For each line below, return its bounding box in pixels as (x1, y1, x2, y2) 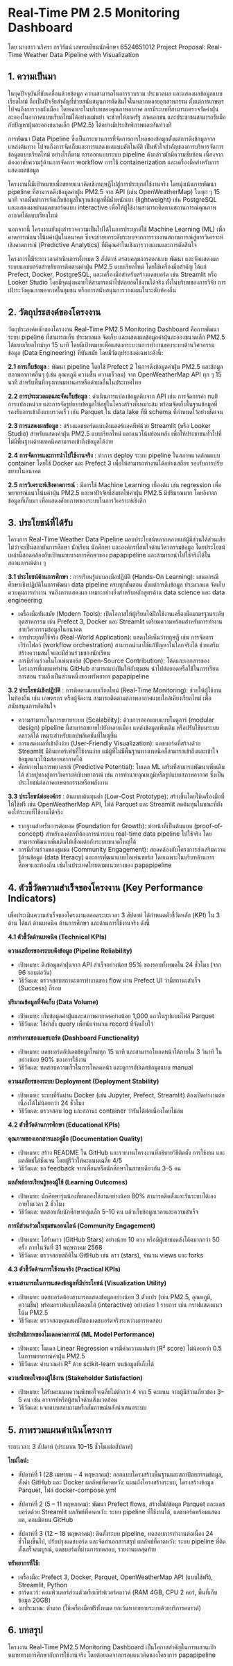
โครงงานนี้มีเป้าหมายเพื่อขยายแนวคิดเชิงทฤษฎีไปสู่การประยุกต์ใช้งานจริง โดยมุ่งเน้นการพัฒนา (8, 180, 217, 188)
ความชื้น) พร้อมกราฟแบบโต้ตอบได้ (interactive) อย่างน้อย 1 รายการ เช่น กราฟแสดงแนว (17, 1301, 223, 1309)
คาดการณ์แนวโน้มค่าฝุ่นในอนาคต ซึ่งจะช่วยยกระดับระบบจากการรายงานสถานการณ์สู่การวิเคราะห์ (8, 232, 224, 241)
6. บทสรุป (8, 1624, 44, 1636)
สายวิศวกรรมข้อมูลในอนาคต (17, 625, 83, 634)
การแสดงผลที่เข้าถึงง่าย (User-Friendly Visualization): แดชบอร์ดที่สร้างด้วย (17, 739, 201, 747)
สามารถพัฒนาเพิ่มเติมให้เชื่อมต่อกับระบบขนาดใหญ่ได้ (17, 837, 137, 846)
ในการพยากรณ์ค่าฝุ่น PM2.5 (17, 1352, 85, 1360)
